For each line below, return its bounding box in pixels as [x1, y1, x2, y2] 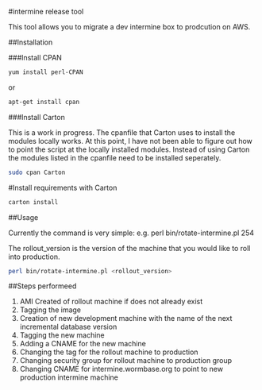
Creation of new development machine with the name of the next [19, 314, 233, 323]
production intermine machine [19, 373, 119, 382]
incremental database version [19, 322, 118, 332]
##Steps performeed [8, 281, 77, 291]
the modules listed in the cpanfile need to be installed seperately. [8, 153, 222, 162]
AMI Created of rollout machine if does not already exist [19, 297, 203, 307]
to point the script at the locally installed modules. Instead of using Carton [8, 145, 250, 154]
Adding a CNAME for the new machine [19, 339, 147, 349]
